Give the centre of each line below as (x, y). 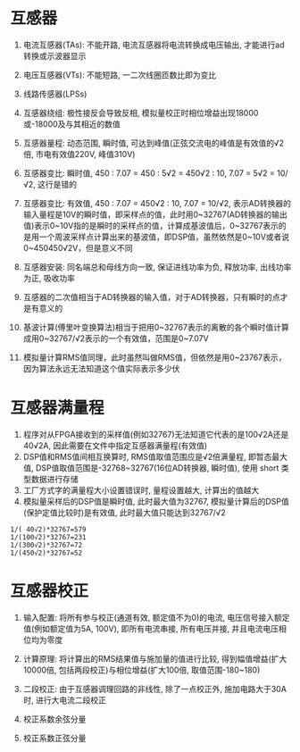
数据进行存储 (54, 479)
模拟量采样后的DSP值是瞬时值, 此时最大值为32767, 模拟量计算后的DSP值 (156, 501)
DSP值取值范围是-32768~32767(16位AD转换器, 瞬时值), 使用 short (157, 468)
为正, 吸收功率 (49, 278)
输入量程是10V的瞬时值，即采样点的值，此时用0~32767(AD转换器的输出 (155, 214)
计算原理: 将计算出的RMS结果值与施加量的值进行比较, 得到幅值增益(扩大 (155, 658)
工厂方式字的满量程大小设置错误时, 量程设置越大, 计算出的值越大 (141, 490)
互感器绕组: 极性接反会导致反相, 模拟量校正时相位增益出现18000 (141, 113)
